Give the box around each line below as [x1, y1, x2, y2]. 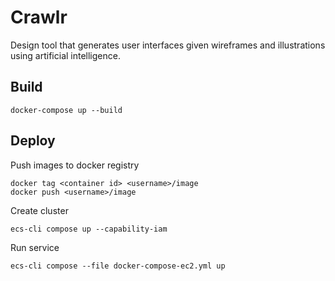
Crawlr [10, 6, 68, 29]
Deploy [10, 132, 56, 150]
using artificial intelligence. [10, 49, 121, 61]
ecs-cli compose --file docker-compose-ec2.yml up [10, 261, 226, 271]
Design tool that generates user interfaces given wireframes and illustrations [10, 39, 326, 51]
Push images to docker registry [10, 159, 140, 171]
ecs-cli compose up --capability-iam [10, 224, 168, 234]
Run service [10, 241, 60, 253]
